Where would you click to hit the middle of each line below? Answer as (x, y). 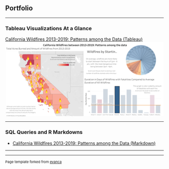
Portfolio (19, 8)
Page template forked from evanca (33, 162)
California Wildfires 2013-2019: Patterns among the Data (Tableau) (74, 39)
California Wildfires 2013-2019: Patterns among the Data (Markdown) (84, 143)
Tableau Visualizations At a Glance (49, 28)
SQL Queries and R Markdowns (44, 132)
